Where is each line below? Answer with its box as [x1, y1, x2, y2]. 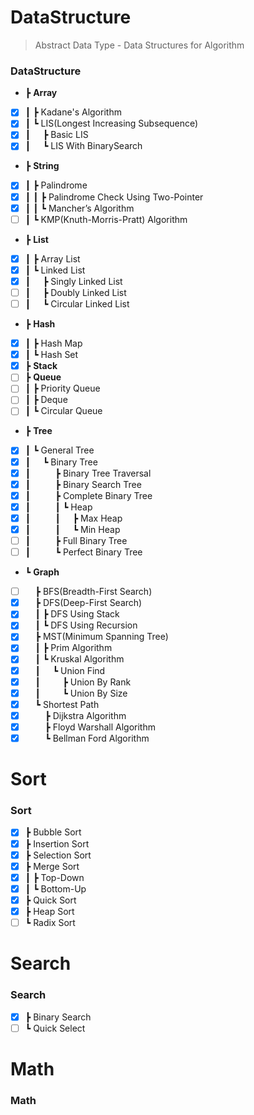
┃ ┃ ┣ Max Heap [24, 512, 123, 524]
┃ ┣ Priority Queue [24, 382, 101, 395]
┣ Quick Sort [24, 894, 77, 906]
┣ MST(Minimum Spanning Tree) [34, 631, 169, 643]
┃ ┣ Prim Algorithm [34, 642, 113, 654]
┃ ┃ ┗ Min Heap [24, 523, 121, 535]
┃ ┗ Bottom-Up [24, 882, 87, 895]
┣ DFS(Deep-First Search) [34, 597, 143, 609]
